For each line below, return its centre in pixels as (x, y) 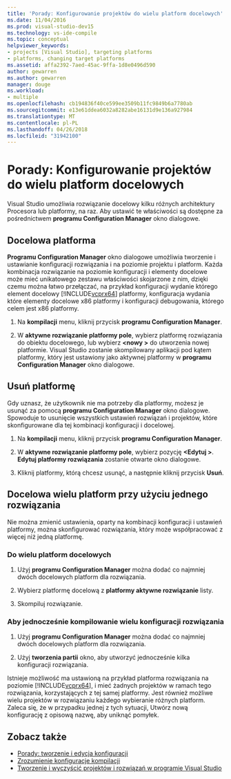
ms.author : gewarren (37, 78)
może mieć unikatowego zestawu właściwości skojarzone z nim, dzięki (108, 279)
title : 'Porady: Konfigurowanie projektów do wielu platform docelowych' (115, 13)
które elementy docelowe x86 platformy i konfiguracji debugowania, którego (115, 301)
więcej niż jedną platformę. (46, 536)
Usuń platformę (41, 386)
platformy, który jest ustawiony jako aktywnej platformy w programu (114, 357)
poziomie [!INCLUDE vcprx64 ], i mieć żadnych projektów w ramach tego (109, 686)
